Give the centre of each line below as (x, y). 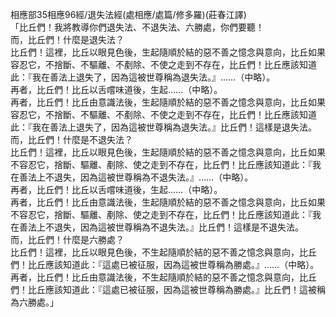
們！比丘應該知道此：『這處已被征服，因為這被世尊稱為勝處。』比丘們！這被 (163, 289)
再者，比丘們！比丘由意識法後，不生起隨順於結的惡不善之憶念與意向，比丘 (163, 277)
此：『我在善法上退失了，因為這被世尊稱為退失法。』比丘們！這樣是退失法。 (163, 127)
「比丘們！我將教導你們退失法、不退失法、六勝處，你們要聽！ (137, 27)
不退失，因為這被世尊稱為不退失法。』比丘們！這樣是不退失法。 (174, 227)
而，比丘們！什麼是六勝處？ (67, 239)
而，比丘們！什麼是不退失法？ (71, 139)
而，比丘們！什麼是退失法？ (67, 39)
